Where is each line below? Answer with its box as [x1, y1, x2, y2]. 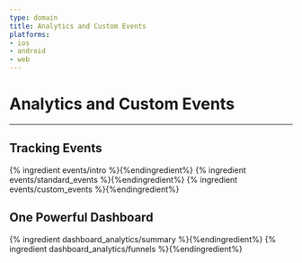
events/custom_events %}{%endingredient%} [9, 184, 180, 195]
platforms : [9, 30, 50, 39]
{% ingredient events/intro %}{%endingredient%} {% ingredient [9, 164, 247, 176]
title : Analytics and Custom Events [9, 22, 147, 31]
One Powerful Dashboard [9, 210, 154, 225]
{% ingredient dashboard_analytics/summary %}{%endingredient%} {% [9, 233, 277, 244]
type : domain [9, 13, 58, 23]
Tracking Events [9, 141, 102, 156]
